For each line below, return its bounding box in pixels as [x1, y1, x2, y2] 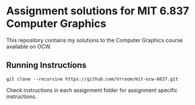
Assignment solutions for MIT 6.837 [6, 4, 190, 18]
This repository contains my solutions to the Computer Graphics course [6, 36, 183, 44]
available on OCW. [6, 43, 52, 50]
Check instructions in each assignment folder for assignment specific [6, 87, 178, 94]
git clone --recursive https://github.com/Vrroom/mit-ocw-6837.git [6, 76, 179, 82]
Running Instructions [6, 60, 87, 70]
